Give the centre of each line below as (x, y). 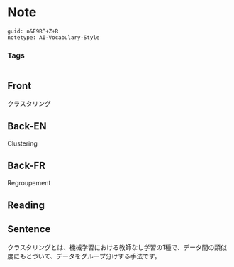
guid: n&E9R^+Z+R (33, 31)
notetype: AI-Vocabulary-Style (54, 37)
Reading (26, 206)
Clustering (22, 143)
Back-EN (27, 126)
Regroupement (29, 182)
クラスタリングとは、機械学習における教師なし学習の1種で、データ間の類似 (117, 247)
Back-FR (27, 166)
